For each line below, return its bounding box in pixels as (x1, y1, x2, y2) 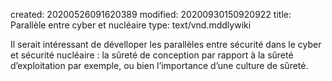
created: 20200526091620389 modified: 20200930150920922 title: (10, 9, 292, 20)
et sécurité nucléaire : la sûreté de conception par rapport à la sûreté (10, 49, 294, 61)
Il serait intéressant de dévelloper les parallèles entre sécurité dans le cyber (10, 39, 322, 50)
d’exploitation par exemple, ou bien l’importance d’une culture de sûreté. (10, 60, 309, 71)
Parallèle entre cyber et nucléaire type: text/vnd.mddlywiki (10, 19, 252, 31)
